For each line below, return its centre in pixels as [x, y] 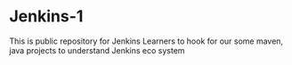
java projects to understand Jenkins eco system [97, 50]
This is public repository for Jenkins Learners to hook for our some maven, [146, 41]
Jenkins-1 [46, 16]
